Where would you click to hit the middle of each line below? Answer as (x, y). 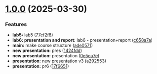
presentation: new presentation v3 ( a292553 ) (59, 61)
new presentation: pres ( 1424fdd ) (47, 50)
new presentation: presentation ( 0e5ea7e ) (56, 56)
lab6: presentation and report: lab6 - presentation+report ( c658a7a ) (82, 40)
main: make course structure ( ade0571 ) (52, 46)
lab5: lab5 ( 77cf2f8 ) (33, 35)
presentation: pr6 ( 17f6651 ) (40, 66)
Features (16, 25)
